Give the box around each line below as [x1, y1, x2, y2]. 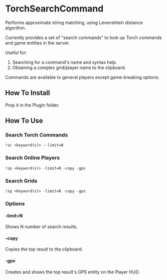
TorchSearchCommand [5, 3, 104, 14]
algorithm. [5, 24, 26, 30]
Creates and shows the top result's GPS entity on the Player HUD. [5, 268, 140, 275]
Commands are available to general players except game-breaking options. [5, 74, 160, 80]
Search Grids [5, 177, 37, 184]
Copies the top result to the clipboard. [5, 246, 83, 252]
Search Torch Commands [5, 131, 68, 138]
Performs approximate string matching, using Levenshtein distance [5, 19, 143, 25]
